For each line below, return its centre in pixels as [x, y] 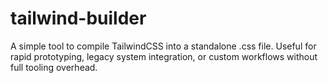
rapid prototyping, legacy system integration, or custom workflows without [164, 56]
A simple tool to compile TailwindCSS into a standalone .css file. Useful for [163, 46]
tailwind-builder [78, 18]
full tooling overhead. [54, 67]
